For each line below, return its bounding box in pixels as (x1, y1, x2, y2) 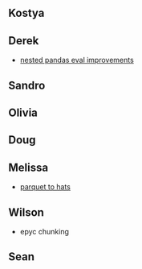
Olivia (8, 106, 39, 119)
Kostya (8, 6, 45, 20)
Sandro (8, 78, 46, 92)
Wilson (8, 205, 44, 219)
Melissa (8, 160, 49, 174)
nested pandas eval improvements (19, 56, 134, 65)
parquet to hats (19, 182, 71, 192)
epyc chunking (19, 227, 70, 236)
